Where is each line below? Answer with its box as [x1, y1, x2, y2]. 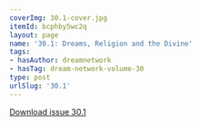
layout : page [9, 30, 59, 39]
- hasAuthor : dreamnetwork [9, 56, 112, 65]
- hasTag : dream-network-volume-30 [9, 65, 145, 74]
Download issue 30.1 [9, 106, 86, 117]
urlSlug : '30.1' [9, 81, 71, 90]
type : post [9, 73, 51, 82]
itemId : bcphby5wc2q [9, 22, 88, 31]
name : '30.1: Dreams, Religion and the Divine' [9, 38, 194, 48]
